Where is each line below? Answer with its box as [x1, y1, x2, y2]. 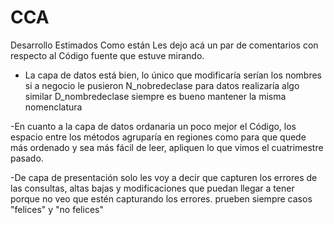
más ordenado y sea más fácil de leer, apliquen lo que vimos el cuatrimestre [10, 141, 324, 153]
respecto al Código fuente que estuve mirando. [10, 49, 205, 61]
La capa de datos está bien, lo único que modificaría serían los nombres [24, 69, 323, 81]
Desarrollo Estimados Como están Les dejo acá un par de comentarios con [10, 39, 319, 51]
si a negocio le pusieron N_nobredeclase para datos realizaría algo [24, 79, 300, 91]
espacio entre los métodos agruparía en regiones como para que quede [10, 131, 307, 143]
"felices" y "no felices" [10, 203, 104, 215]
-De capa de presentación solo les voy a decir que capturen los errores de [10, 171, 318, 183]
